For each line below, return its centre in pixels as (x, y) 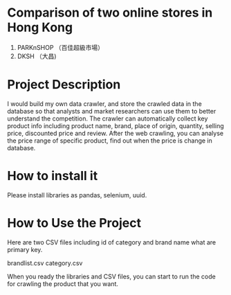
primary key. (25, 249)
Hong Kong (40, 27)
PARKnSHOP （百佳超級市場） (61, 47)
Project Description (64, 85)
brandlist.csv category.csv (45, 263)
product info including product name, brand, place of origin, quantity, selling (116, 125)
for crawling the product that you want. (63, 284)
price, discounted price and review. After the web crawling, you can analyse (115, 133)
